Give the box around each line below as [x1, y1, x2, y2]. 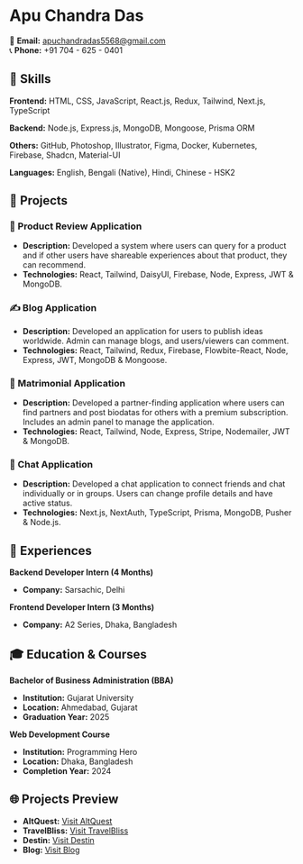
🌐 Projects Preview [9, 792, 119, 807]
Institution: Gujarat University [22, 692, 134, 703]
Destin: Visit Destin [22, 834, 95, 845]
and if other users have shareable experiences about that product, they [22, 250, 288, 261]
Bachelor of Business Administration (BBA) [9, 675, 174, 686]
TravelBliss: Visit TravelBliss [22, 825, 129, 836]
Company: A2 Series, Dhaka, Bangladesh [22, 619, 178, 631]
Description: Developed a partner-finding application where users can [22, 397, 286, 408]
